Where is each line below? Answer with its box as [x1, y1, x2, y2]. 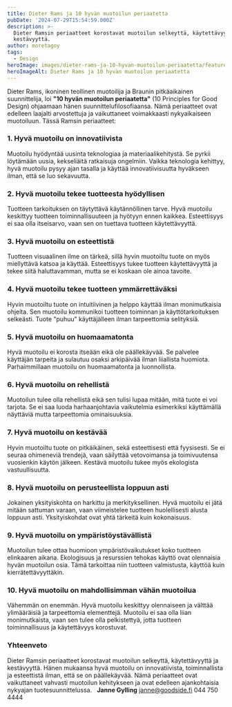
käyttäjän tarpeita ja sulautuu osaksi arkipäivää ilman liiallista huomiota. [7, 355, 210, 364]
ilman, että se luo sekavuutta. [7, 171, 91, 180]
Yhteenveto [7, 641, 48, 650]
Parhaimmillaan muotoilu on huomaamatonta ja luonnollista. [7, 362, 176, 370]
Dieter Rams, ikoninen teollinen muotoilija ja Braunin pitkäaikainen [7, 87, 193, 96]
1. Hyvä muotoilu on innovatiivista [7, 134, 123, 143]
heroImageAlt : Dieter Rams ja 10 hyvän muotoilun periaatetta [7, 68, 190, 75]
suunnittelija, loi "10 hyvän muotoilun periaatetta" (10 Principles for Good [7, 94, 217, 102]
